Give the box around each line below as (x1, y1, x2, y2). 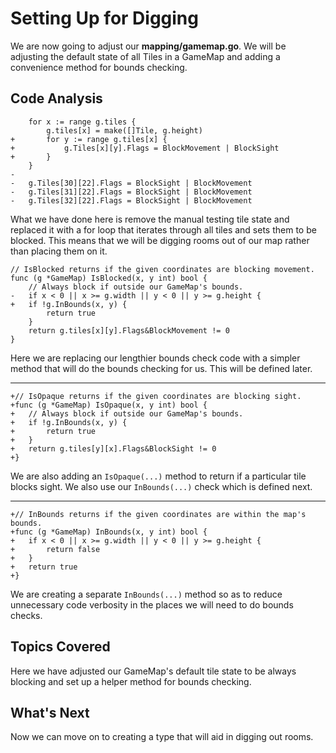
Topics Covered (10, 638, 111, 656)
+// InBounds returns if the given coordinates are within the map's (10, 509, 307, 519)
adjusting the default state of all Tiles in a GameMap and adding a (10, 50, 281, 62)
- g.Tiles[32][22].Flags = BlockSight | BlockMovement (10, 195, 253, 206)
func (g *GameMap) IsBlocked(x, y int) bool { (10, 273, 208, 283)
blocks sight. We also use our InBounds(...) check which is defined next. (10, 480, 313, 492)
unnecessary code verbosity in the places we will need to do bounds (10, 598, 294, 611)
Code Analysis (10, 90, 103, 107)
